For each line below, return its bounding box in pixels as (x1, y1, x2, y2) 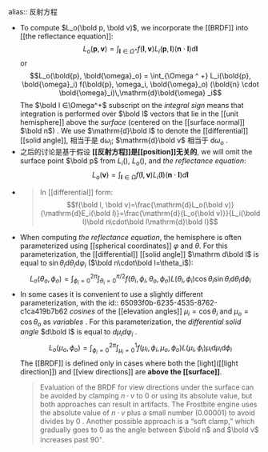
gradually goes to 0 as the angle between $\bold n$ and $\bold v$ (39, 425, 259, 434)
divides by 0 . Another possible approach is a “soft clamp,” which (39, 416, 255, 426)
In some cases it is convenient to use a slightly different (19, 289, 204, 298)
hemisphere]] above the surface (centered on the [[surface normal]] (19, 117, 246, 126)
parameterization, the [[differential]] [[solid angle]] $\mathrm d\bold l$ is (19, 250, 259, 259)
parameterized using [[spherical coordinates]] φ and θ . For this (19, 241, 228, 250)
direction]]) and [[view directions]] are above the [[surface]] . (19, 366, 222, 376)
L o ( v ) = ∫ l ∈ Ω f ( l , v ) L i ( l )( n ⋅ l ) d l (91, 170, 190, 182)
